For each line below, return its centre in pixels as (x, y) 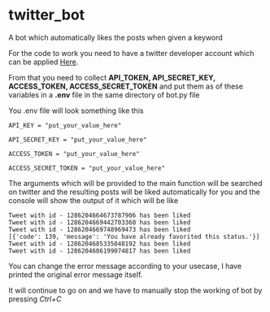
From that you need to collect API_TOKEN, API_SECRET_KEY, (112, 77)
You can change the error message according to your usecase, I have (125, 266)
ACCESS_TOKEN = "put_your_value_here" (74, 154)
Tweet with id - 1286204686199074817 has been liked (100, 251)
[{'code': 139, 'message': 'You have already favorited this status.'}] (134, 236)
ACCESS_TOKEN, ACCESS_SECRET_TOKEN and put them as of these (126, 86)
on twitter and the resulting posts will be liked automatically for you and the (134, 192)
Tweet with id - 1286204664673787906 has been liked (100, 215)
